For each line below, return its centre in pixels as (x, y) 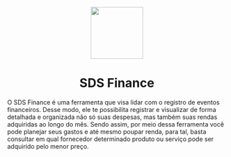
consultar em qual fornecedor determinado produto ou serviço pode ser (111, 139)
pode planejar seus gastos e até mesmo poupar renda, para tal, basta (107, 131)
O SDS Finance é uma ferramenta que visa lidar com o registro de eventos (114, 102)
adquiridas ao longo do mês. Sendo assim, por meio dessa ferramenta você (116, 124)
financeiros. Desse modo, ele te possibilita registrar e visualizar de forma (112, 109)
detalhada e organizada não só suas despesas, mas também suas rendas (112, 117)
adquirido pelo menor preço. (48, 146)
